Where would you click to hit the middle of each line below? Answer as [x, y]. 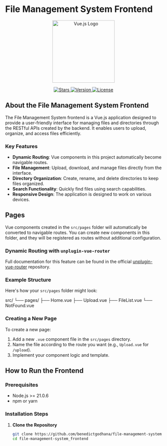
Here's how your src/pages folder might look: [51, 291]
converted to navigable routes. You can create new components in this [78, 232]
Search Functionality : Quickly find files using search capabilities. [79, 189]
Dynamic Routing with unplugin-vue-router [58, 250]
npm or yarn [25, 401]
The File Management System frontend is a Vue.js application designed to [81, 117]
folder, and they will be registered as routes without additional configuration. [83, 237]
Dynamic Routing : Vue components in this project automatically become [87, 157]
